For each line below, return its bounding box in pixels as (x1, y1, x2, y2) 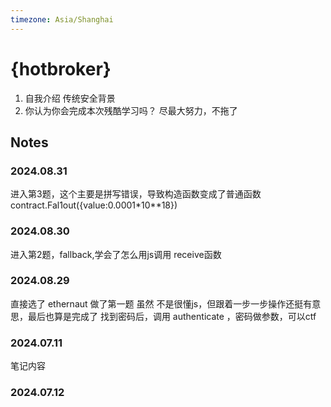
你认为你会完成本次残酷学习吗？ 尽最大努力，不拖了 (24, 104, 238, 116)
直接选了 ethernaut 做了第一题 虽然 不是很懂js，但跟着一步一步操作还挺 (10, 297, 304, 310)
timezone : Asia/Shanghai (10, 14, 114, 25)
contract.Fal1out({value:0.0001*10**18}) (10, 199, 178, 211)
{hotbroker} (10, 57, 112, 80)
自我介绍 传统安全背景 (24, 92, 116, 104)
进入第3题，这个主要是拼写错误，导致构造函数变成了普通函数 (10, 188, 262, 200)
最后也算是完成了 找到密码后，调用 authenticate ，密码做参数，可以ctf (27, 310, 317, 322)
